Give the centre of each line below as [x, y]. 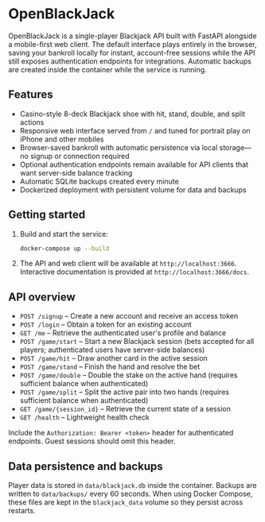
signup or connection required [80, 156]
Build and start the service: [64, 234]
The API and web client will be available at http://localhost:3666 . [128, 264]
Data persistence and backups [86, 466]
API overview [42, 297]
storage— [236, 147]
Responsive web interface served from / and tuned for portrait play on [135, 130]
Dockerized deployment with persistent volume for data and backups [133, 189]
